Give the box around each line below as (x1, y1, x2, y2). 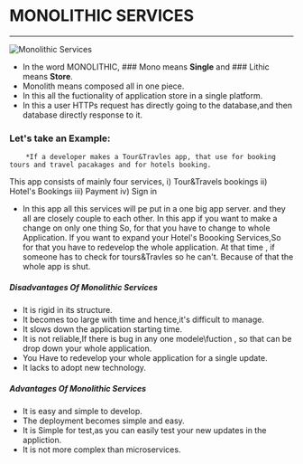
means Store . (22, 71, 74, 81)
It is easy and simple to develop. (22, 406, 142, 417)
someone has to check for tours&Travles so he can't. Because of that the (22, 251, 294, 262)
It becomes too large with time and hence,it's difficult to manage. (22, 314, 264, 326)
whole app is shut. (22, 261, 91, 272)
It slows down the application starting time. (22, 324, 183, 335)
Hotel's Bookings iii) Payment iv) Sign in (9, 186, 158, 197)
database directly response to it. (22, 109, 142, 120)
